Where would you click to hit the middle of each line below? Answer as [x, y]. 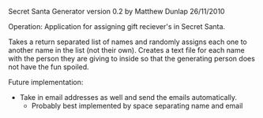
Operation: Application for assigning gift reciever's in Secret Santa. [117, 26]
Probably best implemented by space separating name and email [137, 106]
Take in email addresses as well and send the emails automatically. [128, 97]
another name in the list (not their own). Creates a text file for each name [126, 50]
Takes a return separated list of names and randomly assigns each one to [128, 42]
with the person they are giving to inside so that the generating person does [131, 59]
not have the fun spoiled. [49, 67]
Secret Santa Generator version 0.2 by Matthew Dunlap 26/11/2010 [116, 11]
